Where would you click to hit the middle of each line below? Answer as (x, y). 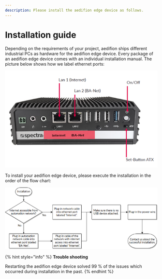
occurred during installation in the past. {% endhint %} (59, 272)
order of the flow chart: (28, 180)
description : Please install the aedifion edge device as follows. (74, 10)
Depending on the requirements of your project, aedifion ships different (76, 48)
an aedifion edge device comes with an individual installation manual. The (79, 59)
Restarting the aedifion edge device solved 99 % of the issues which (74, 266)
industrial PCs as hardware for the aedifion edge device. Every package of (79, 53)
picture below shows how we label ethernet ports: (55, 64)
